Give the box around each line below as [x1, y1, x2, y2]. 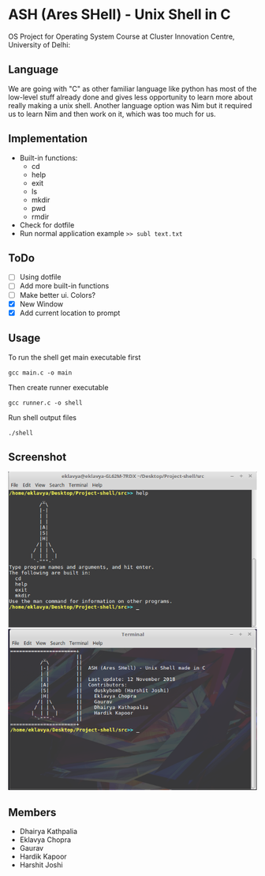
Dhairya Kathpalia [19, 827, 77, 837]
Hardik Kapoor [19, 852, 67, 862]
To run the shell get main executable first [8, 352, 141, 362]
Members [8, 806, 57, 819]
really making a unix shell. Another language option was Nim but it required [8, 100, 252, 110]
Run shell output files [8, 412, 77, 422]
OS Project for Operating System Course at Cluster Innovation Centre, [8, 32, 235, 41]
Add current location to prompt [19, 308, 121, 318]
